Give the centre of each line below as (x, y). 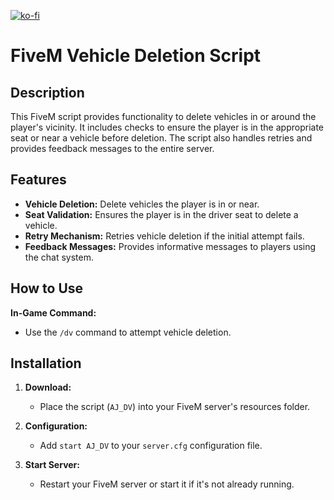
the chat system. (59, 257)
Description (47, 92)
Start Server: (52, 465)
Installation (46, 363)
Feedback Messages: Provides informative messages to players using (170, 246)
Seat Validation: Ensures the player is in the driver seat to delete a (161, 214)
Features (38, 180)
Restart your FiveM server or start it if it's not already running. (167, 484)
